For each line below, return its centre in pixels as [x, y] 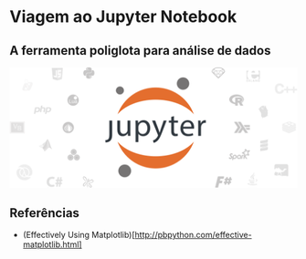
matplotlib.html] [52, 244]
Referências [45, 213]
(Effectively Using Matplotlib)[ [79, 235]
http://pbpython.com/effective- [194, 235]
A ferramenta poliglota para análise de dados [140, 51]
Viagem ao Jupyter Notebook [123, 17]
